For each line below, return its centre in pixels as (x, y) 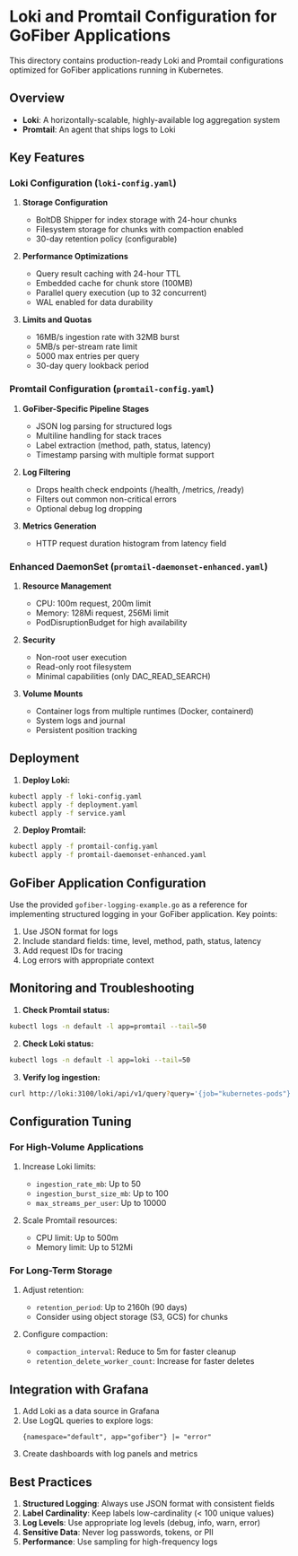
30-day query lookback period (92, 366)
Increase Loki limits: (59, 1167)
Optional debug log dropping (89, 508)
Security (39, 640)
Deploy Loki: (46, 780)
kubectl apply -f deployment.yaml (74, 805)
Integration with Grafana (79, 1390)
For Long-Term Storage (61, 1271)
